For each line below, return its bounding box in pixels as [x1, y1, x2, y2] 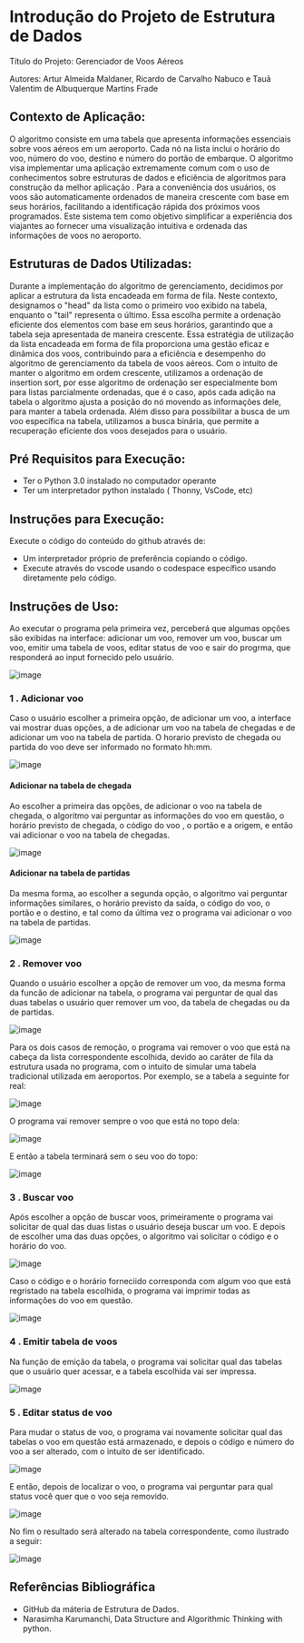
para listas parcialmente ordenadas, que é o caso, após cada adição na [9, 386, 277, 397]
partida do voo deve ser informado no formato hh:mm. [9, 742, 213, 753]
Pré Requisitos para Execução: [9, 451, 186, 467]
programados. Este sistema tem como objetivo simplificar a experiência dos [9, 211, 293, 222]
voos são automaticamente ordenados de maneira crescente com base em [9, 191, 289, 202]
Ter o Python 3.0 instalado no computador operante [22, 475, 217, 487]
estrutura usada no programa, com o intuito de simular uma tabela [9, 1061, 257, 1072]
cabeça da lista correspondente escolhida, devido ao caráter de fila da [9, 1052, 274, 1062]
